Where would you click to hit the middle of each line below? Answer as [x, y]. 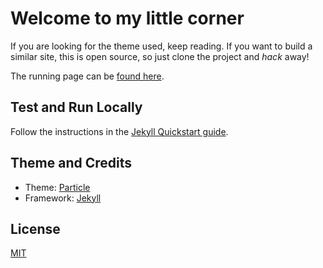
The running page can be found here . [87, 76]
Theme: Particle [57, 187]
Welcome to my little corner [127, 18]
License [35, 228]
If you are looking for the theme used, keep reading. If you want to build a [161, 46]
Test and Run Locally [76, 107]
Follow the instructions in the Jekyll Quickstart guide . [119, 131]
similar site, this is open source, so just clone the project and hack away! [160, 56]
